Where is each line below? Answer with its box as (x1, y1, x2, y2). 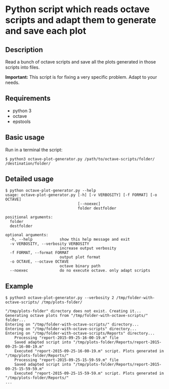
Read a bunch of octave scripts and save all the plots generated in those (5, 59, 156, 64)
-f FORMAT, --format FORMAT (10, 250, 69, 255)
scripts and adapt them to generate (5, 14, 156, 26)
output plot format (59, 255, 101, 260)
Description (5, 45, 43, 54)
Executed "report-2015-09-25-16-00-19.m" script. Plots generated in (14, 349, 164, 354)
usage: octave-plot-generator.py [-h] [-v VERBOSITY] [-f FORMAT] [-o (5, 192, 157, 198)
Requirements (5, 94, 51, 103)
